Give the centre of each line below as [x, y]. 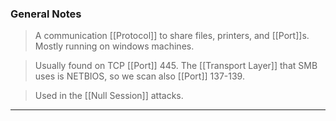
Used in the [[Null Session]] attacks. [109, 96]
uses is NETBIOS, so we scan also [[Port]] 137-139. [139, 76]
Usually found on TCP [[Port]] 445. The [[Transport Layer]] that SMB [176, 66]
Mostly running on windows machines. [114, 46]
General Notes [46, 14]
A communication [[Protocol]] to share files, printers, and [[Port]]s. [172, 36]
